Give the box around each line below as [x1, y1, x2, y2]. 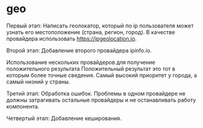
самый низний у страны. [6, 78, 71, 85]
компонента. [6, 102, 40, 110]
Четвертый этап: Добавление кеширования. [6, 115, 122, 122]
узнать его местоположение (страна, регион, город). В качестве [6, 28, 176, 35]
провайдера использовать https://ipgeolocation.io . [6, 35, 137, 42]
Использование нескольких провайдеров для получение [6, 59, 155, 66]
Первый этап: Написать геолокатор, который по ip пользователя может [6, 22, 194, 29]
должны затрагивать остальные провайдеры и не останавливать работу [6, 96, 196, 104]
